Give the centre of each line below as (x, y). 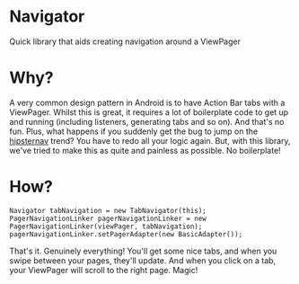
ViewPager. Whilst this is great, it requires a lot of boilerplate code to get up (149, 112)
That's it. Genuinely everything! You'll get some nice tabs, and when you (143, 251)
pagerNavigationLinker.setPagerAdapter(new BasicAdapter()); (126, 234)
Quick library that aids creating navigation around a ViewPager (125, 41)
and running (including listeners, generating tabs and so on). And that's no (147, 121)
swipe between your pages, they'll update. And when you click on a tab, (143, 260)
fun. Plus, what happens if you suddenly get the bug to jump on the (134, 131)
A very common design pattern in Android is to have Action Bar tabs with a (147, 102)
